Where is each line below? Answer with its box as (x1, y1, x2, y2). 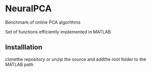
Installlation (5, 43, 43, 52)
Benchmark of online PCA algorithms (5, 19, 81, 25)
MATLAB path (5, 61, 34, 67)
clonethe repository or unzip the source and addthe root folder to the (5, 56, 147, 62)
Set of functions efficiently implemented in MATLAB (5, 29, 111, 35)
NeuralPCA (5, 3, 52, 14)
